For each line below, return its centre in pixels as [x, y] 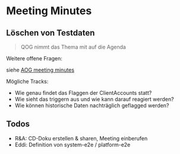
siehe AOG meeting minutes [40, 70]
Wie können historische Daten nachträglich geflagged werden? [92, 105]
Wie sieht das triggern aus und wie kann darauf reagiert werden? [94, 99]
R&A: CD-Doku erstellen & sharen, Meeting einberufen [81, 138]
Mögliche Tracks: [27, 81]
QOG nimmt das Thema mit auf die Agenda [73, 47]
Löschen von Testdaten [50, 33]
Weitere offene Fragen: [34, 58]
